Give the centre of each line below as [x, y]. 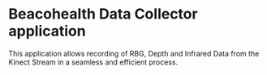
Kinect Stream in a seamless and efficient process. [93, 62]
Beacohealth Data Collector [103, 14]
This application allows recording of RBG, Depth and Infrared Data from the [134, 53]
